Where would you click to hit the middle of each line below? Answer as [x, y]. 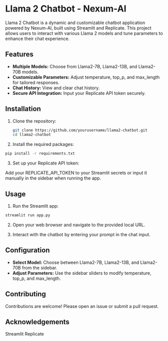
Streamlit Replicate [25, 334]
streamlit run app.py [28, 215]
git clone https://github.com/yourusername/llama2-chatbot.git [80, 130]
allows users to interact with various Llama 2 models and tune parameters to [84, 33]
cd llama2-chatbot [32, 135]
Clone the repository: [34, 121]
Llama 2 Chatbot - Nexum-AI [66, 9]
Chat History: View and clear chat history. [56, 88]
